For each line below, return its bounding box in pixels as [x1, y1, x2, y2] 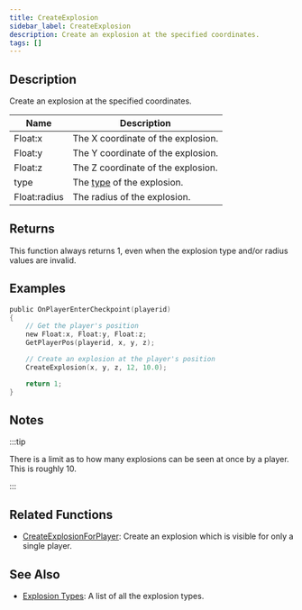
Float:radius [14, 191, 65, 204]
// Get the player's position [25, 322, 140, 331]
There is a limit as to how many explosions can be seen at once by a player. [9, 454, 290, 465]
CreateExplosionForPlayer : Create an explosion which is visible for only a [22, 531, 294, 542]
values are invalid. [9, 254, 77, 266]
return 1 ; [25, 379, 63, 388]
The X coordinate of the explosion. [72, 132, 219, 145]
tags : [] [9, 38, 42, 48]
